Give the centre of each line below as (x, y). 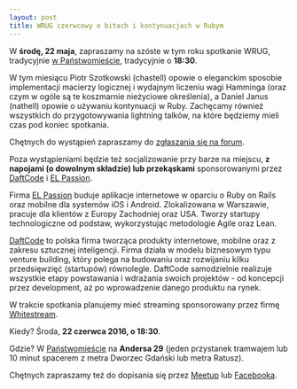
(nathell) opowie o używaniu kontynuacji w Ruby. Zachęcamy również (137, 105)
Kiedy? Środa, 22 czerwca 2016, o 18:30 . (85, 331)
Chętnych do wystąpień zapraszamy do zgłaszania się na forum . (127, 142)
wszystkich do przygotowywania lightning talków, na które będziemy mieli (144, 115)
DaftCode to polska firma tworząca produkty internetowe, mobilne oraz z (143, 240)
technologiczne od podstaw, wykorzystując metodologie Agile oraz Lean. (143, 223)
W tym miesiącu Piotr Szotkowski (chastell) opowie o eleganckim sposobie (145, 77)
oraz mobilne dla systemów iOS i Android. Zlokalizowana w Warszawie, (139, 204)
